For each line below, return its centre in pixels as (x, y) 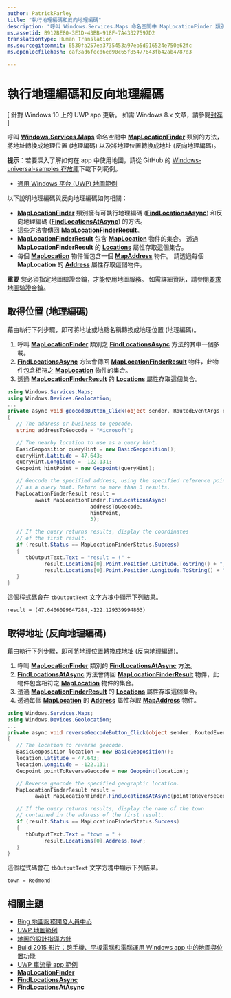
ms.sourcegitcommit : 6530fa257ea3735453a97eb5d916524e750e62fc (100, 46)
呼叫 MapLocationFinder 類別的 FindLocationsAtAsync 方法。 (107, 665)
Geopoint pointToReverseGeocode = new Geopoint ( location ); (102, 771)
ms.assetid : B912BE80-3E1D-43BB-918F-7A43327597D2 (81, 33)
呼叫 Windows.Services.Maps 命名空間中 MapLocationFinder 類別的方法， (115, 137)
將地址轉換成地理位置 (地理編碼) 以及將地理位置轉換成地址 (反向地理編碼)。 (113, 145)
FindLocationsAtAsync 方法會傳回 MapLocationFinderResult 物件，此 (118, 674)
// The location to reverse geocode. (70, 745)
